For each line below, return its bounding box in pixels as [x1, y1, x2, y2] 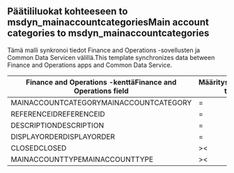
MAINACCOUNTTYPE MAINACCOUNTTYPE [10, 154, 154, 164]
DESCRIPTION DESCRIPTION [10, 120, 104, 130]
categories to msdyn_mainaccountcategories [7, 27, 210, 39]
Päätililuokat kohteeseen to [7, 6, 128, 17]
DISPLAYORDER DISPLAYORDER [10, 132, 116, 142]
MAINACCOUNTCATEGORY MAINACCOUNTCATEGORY [10, 98, 192, 107]
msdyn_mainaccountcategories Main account [7, 17, 209, 29]
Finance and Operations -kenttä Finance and [25, 77, 177, 86]
